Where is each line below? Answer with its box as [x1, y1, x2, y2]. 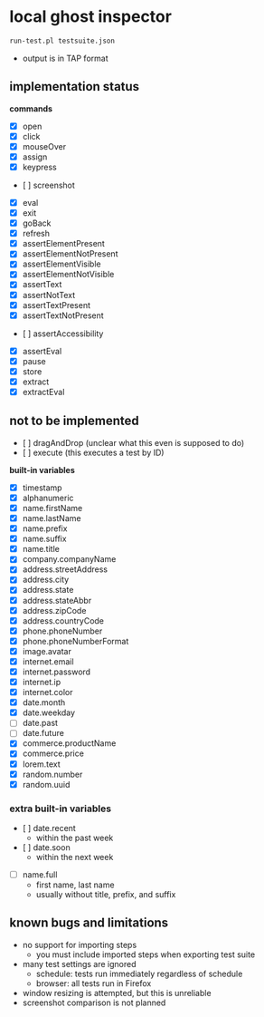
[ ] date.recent [22, 822, 77, 833]
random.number [22, 769, 83, 780]
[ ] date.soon [22, 841, 71, 853]
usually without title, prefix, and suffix [35, 889, 176, 900]
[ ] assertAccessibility [22, 328, 104, 339]
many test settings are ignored [22, 958, 137, 969]
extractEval [22, 386, 65, 397]
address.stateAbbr [22, 595, 92, 605]
